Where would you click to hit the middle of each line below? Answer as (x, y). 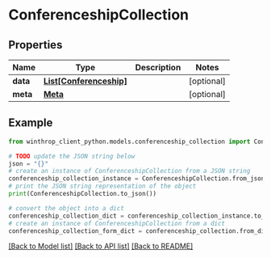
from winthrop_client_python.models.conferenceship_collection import (129, 142)
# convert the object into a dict (67, 208)
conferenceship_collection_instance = (73, 179)
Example (31, 123)
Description (158, 68)
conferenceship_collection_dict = (67, 216)
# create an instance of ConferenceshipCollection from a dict (117, 223)
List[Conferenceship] (85, 81)
